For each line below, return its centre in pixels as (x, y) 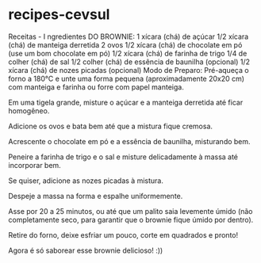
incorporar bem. (35, 165)
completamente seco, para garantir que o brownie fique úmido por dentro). (131, 219)
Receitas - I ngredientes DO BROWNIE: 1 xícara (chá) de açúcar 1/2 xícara (129, 36)
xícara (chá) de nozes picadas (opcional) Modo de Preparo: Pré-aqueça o (129, 70)
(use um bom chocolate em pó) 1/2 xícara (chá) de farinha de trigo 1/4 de (128, 53)
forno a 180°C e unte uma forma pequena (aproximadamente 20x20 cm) (126, 78)
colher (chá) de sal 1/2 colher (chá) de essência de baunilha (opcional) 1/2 (129, 62)
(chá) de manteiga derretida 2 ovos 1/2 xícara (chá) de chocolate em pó (125, 44)
